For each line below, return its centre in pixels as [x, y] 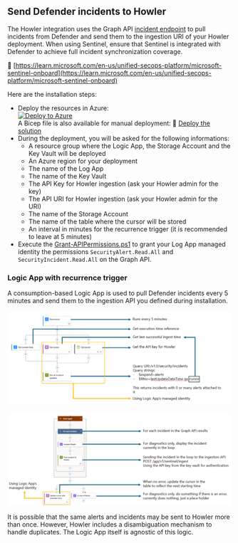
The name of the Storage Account [78, 213]
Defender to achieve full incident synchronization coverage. [95, 51]
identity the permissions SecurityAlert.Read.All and [95, 251]
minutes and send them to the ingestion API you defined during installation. [118, 301]
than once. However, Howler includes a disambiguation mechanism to [110, 524]
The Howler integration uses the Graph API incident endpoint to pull [107, 28]
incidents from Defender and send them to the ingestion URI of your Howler [118, 36]
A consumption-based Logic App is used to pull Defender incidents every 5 [118, 293]
